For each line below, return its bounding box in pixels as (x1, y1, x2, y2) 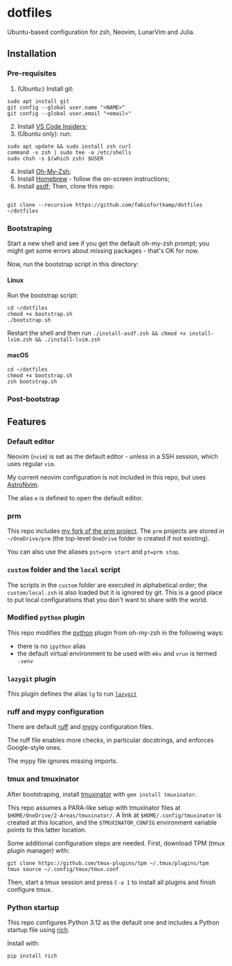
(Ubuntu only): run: (17, 130, 72, 138)
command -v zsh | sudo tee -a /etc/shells (7, 149, 132, 156)
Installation (7, 48, 57, 60)
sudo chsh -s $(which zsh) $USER (7, 155, 104, 162)
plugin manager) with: (7, 846, 70, 854)
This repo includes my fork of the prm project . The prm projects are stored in (7, 527, 225, 535)
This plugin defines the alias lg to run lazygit (7, 690, 137, 698)
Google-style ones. (7, 744, 62, 752)
